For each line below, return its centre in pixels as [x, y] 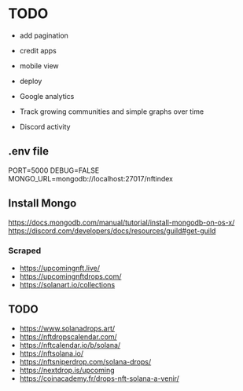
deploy [31, 81]
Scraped [25, 250]
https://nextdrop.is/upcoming [67, 370]
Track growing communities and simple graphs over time [112, 111]
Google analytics [47, 96]
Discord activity [45, 126]
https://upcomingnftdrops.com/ [70, 276]
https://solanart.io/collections [67, 284]
